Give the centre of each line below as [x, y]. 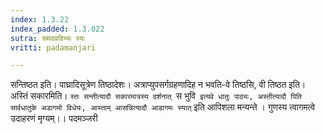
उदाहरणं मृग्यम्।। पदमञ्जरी [54, 118]
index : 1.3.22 [40, 19]
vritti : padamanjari [53, 47]
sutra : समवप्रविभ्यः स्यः [47, 38]
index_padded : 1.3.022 [57, 29]
